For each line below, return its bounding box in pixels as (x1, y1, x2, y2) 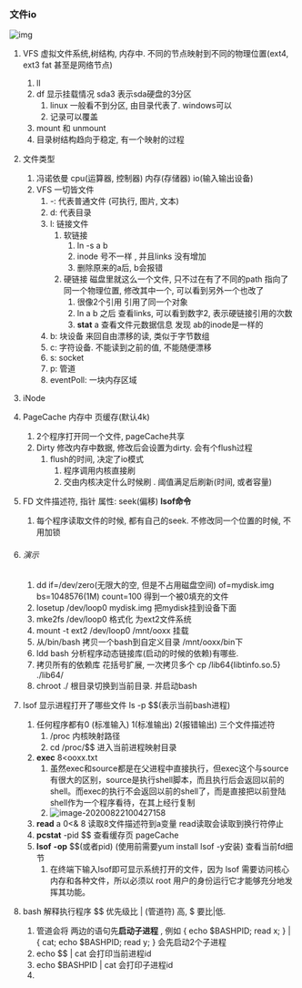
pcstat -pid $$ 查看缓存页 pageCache (35, 829, 179, 840)
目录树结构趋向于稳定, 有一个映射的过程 (35, 134, 185, 145)
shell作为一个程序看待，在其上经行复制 (49, 797, 196, 808)
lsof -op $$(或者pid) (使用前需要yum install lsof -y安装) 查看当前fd (35, 840, 286, 851)
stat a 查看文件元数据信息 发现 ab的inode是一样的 (76, 319, 264, 330)
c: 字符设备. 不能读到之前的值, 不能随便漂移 (49, 342, 212, 353)
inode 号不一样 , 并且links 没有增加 (76, 251, 206, 262)
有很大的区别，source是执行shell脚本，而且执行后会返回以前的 (49, 774, 285, 785)
